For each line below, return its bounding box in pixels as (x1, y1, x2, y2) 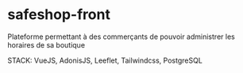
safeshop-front (7, 6, 110, 24)
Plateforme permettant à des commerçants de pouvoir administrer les (7, 32, 235, 41)
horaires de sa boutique (7, 40, 85, 49)
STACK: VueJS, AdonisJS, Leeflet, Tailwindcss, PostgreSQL (7, 56, 203, 65)
